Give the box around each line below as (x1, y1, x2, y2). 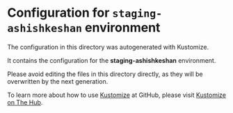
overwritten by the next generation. (7, 77, 109, 85)
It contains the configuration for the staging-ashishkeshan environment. (7, 56, 216, 64)
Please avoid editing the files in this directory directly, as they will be (7, 70, 203, 78)
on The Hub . (7, 98, 43, 106)
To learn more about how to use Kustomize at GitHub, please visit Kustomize (7, 91, 227, 99)
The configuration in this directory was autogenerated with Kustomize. (7, 43, 209, 51)
